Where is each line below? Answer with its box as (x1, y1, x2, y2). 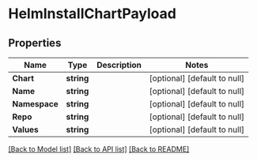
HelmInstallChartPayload (8, 5, 176, 23)
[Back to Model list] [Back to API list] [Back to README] (8, 144, 190, 154)
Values (12, 124, 40, 135)
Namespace (12, 99, 59, 109)
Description (96, 60, 142, 70)
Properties (8, 36, 62, 50)
